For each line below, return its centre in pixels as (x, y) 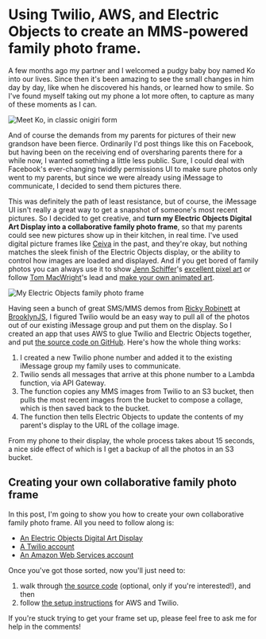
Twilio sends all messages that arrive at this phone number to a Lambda (137, 374)
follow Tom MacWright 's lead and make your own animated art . (112, 277)
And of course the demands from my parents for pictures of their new (122, 135)
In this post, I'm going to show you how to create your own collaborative (126, 514)
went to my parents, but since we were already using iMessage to (116, 177)
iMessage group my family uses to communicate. (100, 366)
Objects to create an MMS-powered (128, 31)
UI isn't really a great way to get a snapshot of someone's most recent (123, 209)
